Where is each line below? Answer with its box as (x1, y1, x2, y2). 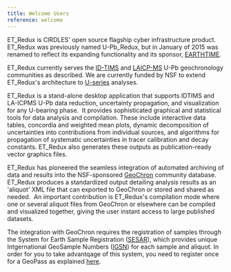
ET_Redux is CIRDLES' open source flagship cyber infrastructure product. (7, 35, 216, 43)
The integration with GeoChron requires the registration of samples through (7, 228, 222, 236)
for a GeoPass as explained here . (7, 257, 101, 265)
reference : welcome (7, 17, 63, 23)
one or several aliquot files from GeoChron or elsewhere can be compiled (7, 200, 216, 208)
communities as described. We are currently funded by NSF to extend (7, 70, 205, 79)
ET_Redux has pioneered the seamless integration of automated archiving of (7, 163, 224, 171)
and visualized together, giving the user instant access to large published (7, 207, 215, 216)
